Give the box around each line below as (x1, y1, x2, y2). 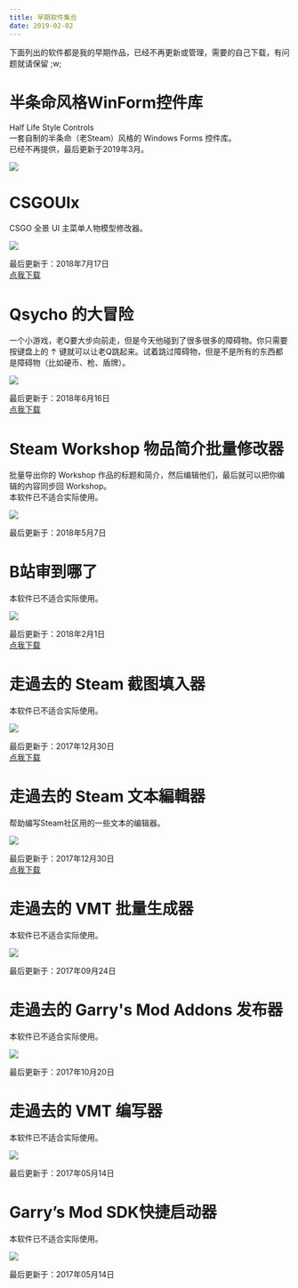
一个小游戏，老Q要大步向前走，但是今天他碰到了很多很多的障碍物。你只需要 (9, 335, 288, 346)
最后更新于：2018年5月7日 (9, 527, 107, 538)
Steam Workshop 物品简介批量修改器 (9, 439, 285, 459)
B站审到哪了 (9, 562, 98, 583)
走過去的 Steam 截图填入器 (9, 674, 206, 695)
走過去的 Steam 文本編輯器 (9, 786, 206, 807)
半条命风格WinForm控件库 (9, 93, 204, 112)
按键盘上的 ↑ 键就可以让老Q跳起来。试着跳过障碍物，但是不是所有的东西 (9, 346, 276, 357)
